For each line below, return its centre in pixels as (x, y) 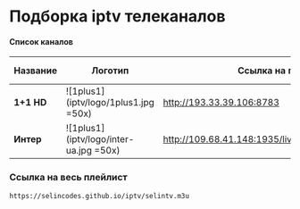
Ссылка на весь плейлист (68, 178)
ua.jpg (79, 151)
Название (36, 71)
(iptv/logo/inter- (100, 139)
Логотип (110, 71)
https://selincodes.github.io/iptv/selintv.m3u (100, 196)
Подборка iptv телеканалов (117, 17)
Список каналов (42, 41)
